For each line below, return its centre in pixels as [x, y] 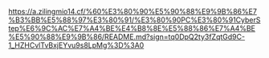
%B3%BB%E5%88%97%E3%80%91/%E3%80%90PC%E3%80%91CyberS [134, 20]
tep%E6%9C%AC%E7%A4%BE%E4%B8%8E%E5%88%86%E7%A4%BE [132, 28]
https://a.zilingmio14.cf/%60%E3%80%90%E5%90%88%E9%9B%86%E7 [132, 12]
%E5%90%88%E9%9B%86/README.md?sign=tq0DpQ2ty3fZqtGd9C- [127, 37]
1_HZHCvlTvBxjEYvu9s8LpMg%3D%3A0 [76, 45]
